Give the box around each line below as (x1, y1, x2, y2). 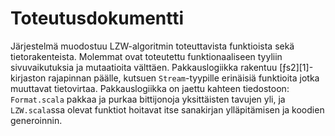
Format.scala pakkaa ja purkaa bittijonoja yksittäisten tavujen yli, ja (10, 93, 286, 105)
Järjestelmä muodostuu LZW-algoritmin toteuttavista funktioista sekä (10, 40, 295, 52)
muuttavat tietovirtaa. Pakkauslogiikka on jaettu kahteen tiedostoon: (10, 82, 290, 94)
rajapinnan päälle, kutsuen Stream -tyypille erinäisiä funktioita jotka (48, 72, 320, 84)
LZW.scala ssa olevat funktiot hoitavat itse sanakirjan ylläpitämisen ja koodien (10, 103, 325, 116)
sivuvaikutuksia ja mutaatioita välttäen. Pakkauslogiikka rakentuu (10, 61, 278, 73)
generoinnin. (10, 114, 63, 126)
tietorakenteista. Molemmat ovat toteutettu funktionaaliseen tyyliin (10, 50, 283, 62)
